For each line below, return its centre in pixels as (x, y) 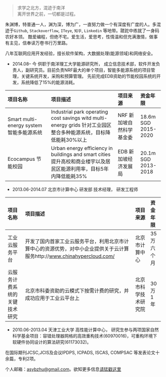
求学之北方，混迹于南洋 (41, 8)
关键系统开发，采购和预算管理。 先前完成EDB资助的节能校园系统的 (89, 76)
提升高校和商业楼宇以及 (78, 161)
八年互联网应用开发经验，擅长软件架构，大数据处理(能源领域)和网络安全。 (80, 53)
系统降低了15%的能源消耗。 (49, 82)
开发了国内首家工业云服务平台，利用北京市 (75, 241)
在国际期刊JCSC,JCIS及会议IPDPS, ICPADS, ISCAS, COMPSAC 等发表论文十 (82, 353)
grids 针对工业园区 (90, 125)
